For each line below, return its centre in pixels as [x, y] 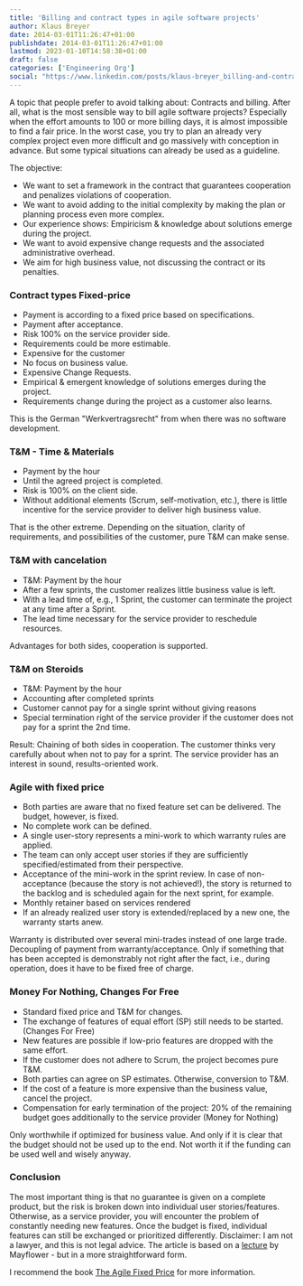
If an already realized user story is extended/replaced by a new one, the [156, 913]
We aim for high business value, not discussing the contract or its [144, 262]
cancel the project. [57, 1098]
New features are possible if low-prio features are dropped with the [147, 1040]
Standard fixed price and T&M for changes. [102, 1011]
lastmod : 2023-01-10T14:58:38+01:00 [78, 52]
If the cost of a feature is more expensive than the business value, [145, 1088]
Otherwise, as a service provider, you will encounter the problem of [134, 1216]
